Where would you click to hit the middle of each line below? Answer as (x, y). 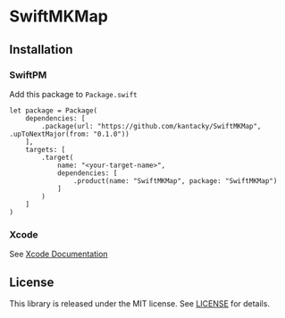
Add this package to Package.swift (73, 94)
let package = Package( (54, 110)
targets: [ (46, 149)
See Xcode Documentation (59, 254)
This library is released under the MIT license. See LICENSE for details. (140, 303)
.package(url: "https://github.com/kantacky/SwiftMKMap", (151, 126)
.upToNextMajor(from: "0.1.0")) (69, 134)
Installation (41, 50)
